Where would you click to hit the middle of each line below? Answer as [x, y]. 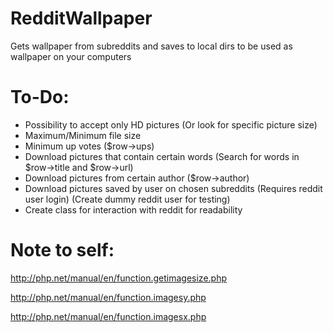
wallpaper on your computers [71, 56]
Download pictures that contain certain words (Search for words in [162, 156]
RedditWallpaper [81, 18]
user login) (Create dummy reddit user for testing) [127, 199]
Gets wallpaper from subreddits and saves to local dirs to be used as [151, 46]
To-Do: [40, 97]
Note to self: [62, 250]
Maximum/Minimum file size [83, 135]
